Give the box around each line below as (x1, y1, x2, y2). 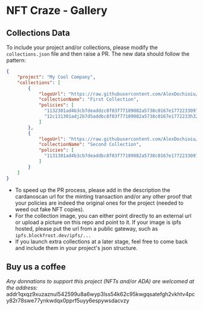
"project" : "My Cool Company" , (17, 74, 96, 80)
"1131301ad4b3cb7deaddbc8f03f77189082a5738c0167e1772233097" (44, 153, 201, 159)
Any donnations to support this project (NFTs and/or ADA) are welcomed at (6, 278, 195, 285)
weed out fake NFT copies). (14, 205, 85, 213)
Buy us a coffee (6, 262, 66, 272)
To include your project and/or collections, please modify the (6, 44, 158, 51)
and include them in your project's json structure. (14, 244, 138, 251)
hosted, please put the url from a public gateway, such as (14, 225, 158, 232)
